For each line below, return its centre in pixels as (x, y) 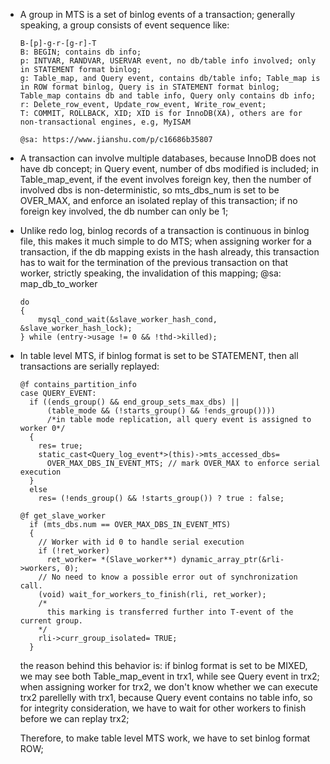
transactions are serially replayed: (89, 366)
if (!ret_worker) (74, 551)
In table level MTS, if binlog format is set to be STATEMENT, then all (159, 355)
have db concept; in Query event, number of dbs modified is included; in (169, 168)
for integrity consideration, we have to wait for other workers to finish (163, 708)
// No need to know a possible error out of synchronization (168, 577)
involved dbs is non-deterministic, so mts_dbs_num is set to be (149, 190)
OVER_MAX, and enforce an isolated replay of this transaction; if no (158, 200)
